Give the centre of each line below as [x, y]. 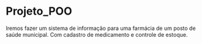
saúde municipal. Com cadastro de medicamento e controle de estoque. [97, 34]
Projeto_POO [39, 11]
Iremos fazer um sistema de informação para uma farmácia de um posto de [101, 28]
